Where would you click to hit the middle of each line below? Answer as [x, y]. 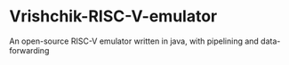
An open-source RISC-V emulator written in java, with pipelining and [134, 41]
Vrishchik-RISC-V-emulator [113, 16]
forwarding [29, 50]
